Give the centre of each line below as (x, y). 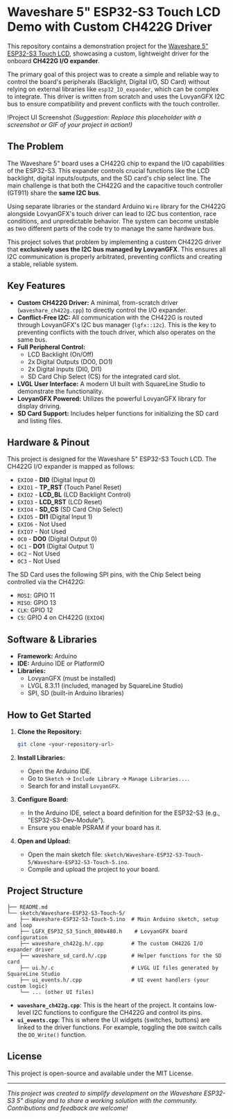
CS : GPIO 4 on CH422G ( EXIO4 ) (61, 617)
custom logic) (28, 986)
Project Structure (45, 891)
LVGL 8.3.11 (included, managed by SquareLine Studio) (105, 686)
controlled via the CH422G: (46, 582)
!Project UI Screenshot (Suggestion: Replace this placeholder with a (104, 117)
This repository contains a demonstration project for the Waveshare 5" (108, 46)
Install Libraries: (41, 757)
